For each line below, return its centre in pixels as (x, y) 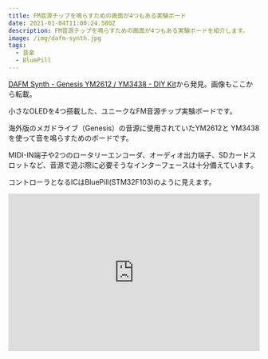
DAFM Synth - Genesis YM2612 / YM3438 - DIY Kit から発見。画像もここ (127, 84)
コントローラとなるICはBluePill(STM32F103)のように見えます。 (112, 181)
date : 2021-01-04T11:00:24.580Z (62, 23)
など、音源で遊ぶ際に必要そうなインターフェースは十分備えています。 (143, 165)
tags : (17, 46)
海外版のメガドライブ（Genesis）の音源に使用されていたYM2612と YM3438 (134, 128)
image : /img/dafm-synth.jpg (55, 38)
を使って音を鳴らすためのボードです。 (71, 138)
